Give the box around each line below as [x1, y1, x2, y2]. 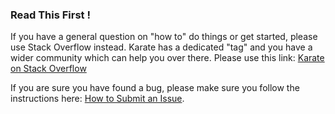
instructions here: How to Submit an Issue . [10, 93, 185, 105]
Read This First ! [10, 8, 91, 22]
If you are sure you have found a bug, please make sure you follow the [10, 82, 300, 94]
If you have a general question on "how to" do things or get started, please [10, 31, 318, 43]
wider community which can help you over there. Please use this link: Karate [10, 52, 325, 64]
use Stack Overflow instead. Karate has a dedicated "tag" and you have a [10, 41, 313, 53]
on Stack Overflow [10, 63, 87, 75]
